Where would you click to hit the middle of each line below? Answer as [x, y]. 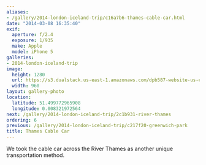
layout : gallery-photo [35, 92]
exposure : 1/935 [32, 40]
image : [15, 69]
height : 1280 [29, 75]
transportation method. [36, 155]
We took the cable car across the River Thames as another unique [90, 148]
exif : [13, 29]
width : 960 [26, 86]
